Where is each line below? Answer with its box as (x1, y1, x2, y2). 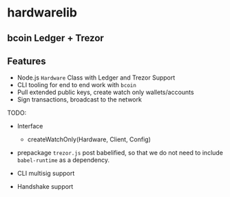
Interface (17, 122, 43, 130)
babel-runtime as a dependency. (17, 156, 110, 164)
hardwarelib (7, 5, 78, 21)
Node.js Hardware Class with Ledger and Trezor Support (17, 73, 176, 82)
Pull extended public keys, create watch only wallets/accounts (17, 88, 194, 97)
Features (7, 55, 46, 67)
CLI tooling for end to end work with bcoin (17, 81, 136, 89)
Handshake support (17, 183, 74, 191)
